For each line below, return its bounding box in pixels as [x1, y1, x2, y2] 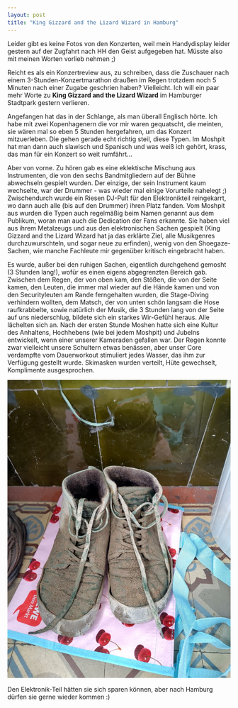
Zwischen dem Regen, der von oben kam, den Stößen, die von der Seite [7, 275, 217, 284]
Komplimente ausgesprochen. [7, 365, 95, 374]
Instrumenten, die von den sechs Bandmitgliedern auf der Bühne [7, 171, 196, 179]
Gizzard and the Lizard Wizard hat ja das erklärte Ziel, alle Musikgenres [7, 231, 215, 240]
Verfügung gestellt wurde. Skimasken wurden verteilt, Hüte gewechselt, [7, 358, 217, 367]
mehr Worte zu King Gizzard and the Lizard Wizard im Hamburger [7, 91, 202, 99]
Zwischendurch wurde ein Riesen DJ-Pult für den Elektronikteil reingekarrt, [7, 194, 227, 202]
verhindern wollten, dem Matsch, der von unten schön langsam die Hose [7, 298, 220, 306]
